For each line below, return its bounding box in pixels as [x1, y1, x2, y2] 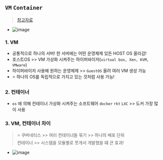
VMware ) [12, 62, 27, 68]
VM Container [5, 4, 43, 11]
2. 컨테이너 [5, 89, 30, 96]
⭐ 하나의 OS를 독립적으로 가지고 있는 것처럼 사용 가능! [12, 74, 115, 80]
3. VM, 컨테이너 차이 [5, 120, 51, 127]
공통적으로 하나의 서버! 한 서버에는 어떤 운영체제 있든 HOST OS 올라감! [12, 51, 147, 56]
